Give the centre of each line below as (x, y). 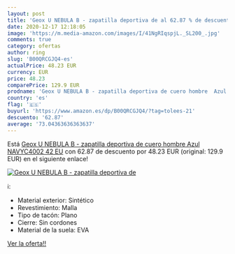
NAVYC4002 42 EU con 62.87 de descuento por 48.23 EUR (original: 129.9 (115, 151)
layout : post (26, 14)
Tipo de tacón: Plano (47, 215)
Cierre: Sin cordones (47, 222)
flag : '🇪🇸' (24, 105)
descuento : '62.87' (36, 117)
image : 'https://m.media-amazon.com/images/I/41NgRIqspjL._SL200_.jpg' (114, 33)
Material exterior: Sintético (56, 200)
